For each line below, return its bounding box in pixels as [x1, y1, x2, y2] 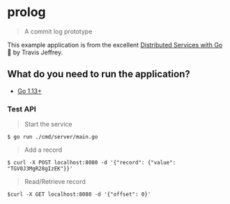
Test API [7, 104, 36, 113]
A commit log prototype [24, 27, 93, 36]
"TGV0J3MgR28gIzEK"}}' [7, 165, 73, 173]
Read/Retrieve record [24, 178, 86, 186]
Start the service [24, 120, 72, 129]
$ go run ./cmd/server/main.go [7, 134, 98, 141]
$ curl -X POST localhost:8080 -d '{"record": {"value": [7, 159, 176, 166]
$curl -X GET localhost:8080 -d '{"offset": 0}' [7, 191, 151, 198]
